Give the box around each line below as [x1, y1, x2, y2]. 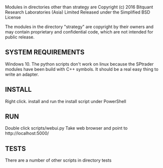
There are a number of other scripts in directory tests [5, 157, 112, 163]
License [5, 15, 21, 20]
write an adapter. [5, 71, 39, 77]
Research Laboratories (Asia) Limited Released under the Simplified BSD [5, 9, 150, 15]
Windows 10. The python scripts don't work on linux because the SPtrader [5, 61, 154, 67]
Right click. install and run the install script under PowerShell [5, 98, 127, 104]
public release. [5, 34, 35, 40]
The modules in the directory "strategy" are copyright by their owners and [5, 24, 154, 30]
